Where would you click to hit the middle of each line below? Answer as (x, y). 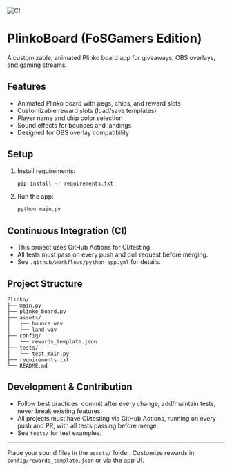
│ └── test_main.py (38, 354)
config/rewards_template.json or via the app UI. (76, 460)
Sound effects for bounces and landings (74, 125)
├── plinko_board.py (37, 311)
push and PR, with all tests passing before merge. (88, 425)
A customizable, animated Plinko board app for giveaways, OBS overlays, (112, 57)
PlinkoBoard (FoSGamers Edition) (105, 39)
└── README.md (28, 365)
